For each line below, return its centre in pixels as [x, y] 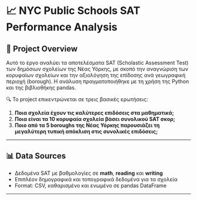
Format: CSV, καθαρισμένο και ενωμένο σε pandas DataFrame [91, 185]
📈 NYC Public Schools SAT [73, 11]
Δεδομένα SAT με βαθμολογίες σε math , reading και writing [89, 173]
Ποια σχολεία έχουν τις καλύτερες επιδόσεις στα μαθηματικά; [94, 113]
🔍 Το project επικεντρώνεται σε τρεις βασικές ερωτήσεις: [77, 99]
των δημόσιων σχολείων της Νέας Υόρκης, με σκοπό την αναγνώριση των [97, 69]
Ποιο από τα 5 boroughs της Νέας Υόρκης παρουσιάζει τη [87, 125]
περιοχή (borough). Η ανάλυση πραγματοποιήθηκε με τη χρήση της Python [98, 81]
